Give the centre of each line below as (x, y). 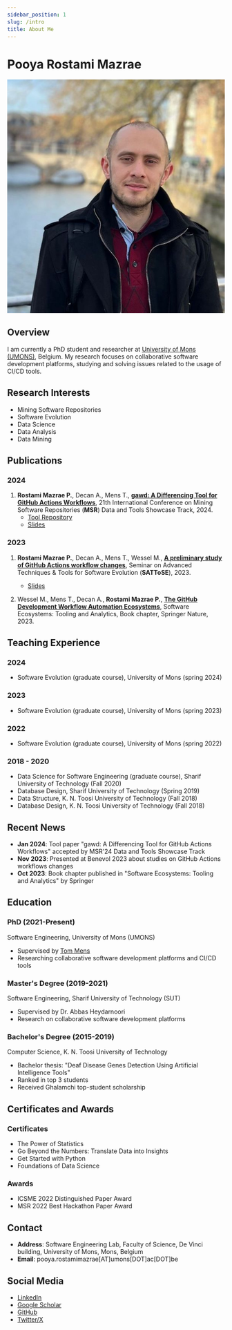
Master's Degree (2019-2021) (58, 983)
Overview (29, 333)
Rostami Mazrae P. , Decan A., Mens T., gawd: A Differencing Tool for (117, 495)
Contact (25, 1227)
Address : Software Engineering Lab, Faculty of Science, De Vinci (110, 1244)
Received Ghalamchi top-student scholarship (81, 1087)
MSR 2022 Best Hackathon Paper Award (75, 1206)
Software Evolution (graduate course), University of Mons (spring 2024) (119, 678)
